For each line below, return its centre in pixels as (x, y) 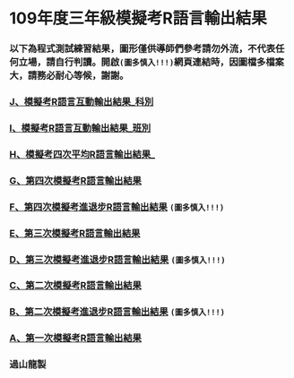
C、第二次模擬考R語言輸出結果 (75, 286)
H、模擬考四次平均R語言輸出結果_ (82, 154)
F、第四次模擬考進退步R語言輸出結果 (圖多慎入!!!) (117, 207)
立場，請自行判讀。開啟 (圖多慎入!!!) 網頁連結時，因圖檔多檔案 (151, 62)
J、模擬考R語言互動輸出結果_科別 (82, 102)
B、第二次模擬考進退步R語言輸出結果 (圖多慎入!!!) (117, 312)
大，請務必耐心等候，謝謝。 (69, 75)
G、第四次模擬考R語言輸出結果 (75, 180)
